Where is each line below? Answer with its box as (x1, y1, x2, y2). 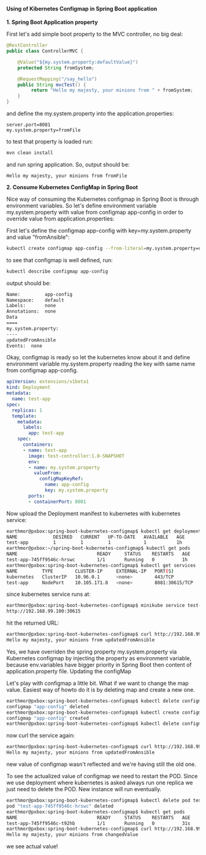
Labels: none (6, 303, 56, 309)
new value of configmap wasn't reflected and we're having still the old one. (6, 760, 197, 768)
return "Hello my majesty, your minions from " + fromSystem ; (31, 87, 193, 93)
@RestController (6, 42, 48, 49)
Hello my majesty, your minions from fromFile (6, 173, 128, 179)
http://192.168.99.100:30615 (6, 608, 81, 614)
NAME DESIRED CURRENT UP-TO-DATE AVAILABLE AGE (6, 534, 185, 540)
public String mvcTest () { (17, 82, 86, 88)
